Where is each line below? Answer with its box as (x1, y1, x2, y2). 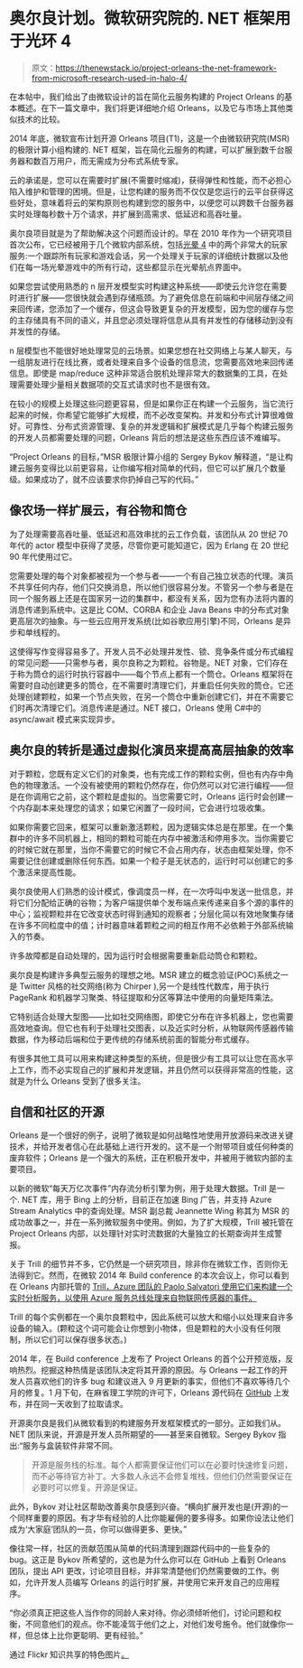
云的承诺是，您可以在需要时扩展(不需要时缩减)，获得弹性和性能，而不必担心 (9, 174, 292, 185)
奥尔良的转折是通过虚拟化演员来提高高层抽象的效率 (9, 742, 294, 759)
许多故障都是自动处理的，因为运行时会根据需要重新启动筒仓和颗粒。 (9, 950, 262, 961)
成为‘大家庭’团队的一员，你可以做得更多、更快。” (9, 1524, 188, 1535)
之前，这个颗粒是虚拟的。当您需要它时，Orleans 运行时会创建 (56, 791, 286, 802)
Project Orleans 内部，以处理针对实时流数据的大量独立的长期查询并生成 (9, 1228, 275, 1239)
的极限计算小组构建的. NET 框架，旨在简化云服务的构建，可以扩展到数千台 (9, 144, 285, 154)
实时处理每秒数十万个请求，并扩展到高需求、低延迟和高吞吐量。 (9, 209, 246, 219)
